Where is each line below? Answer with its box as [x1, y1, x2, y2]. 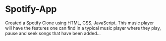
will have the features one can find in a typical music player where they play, [5, 25, 161, 31]
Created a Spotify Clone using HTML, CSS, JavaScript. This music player [5, 20, 154, 26]
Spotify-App [5, 3, 57, 15]
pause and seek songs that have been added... [5, 30, 101, 36]
